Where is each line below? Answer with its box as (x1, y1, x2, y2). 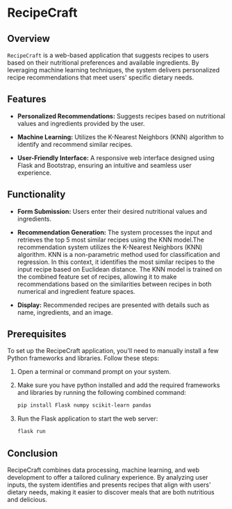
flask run (17, 428, 47, 435)
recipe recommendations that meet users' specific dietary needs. (7, 73, 194, 81)
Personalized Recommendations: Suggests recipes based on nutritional (17, 111, 226, 120)
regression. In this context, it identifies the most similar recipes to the (17, 258, 215, 266)
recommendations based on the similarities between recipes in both (17, 280, 212, 288)
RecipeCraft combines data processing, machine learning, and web (7, 466, 200, 474)
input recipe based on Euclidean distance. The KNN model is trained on (17, 265, 222, 273)
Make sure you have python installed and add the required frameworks (17, 381, 220, 389)
